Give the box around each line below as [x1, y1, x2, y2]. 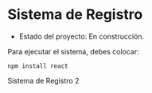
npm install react [7, 61, 68, 70]
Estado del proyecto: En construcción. [18, 32, 145, 41]
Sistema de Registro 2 [7, 76, 80, 85]
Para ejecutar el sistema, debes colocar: [7, 46, 140, 56]
